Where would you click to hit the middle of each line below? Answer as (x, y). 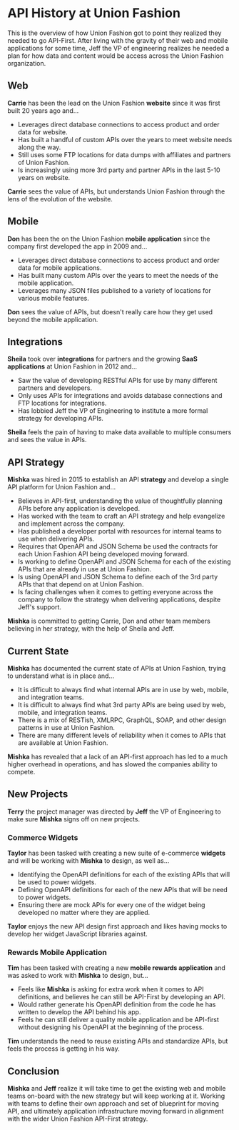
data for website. (42, 132)
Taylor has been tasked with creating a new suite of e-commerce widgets (117, 853)
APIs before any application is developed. (79, 509)
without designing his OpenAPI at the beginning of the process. (111, 1027)
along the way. (39, 147)
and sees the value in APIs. (47, 440)
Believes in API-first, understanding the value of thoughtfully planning (120, 501)
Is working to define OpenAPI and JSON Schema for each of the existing (124, 561)
